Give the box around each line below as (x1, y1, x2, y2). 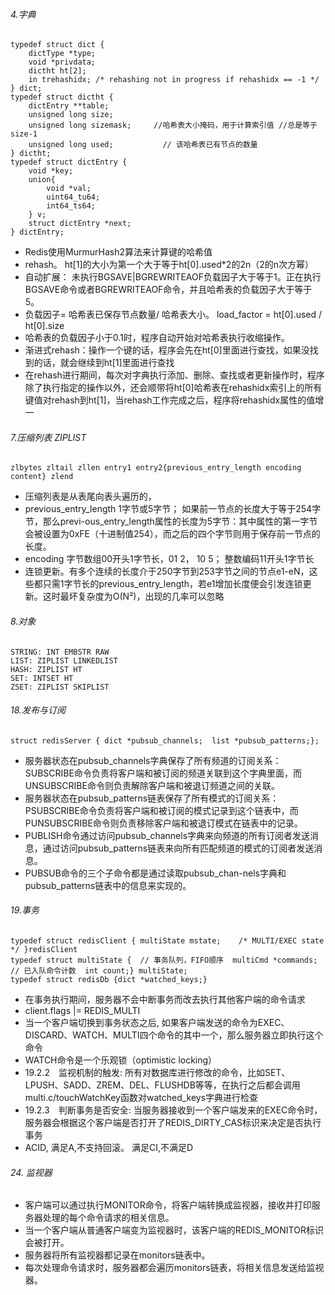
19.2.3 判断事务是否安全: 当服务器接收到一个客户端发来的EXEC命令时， (24, 1104, 323, 1116)
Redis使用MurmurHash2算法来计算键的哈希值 (24, 246, 213, 258)
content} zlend (10, 472, 74, 482)
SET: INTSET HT (10, 673, 74, 683)
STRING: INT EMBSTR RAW (10, 647, 110, 657)
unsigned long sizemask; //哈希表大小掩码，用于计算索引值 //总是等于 (28, 120, 318, 131)
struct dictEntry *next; (28, 219, 132, 229)
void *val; (46, 184, 92, 194)
